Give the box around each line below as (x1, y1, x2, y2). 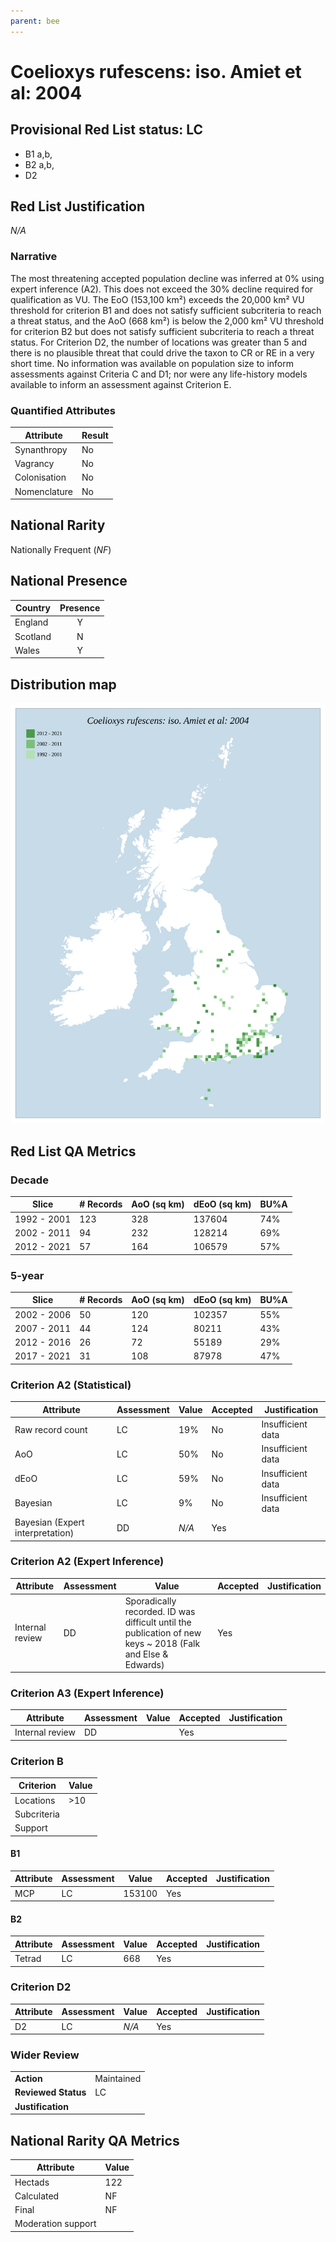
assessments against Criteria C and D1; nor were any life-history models (10, 368, 308, 380)
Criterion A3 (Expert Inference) (10, 1686, 165, 1700)
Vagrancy (14, 458, 55, 470)
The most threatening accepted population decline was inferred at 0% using (10, 272, 325, 284)
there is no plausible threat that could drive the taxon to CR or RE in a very (10, 346, 315, 359)
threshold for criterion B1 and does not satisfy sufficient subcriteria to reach (10, 304, 322, 316)
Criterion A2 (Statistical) (10, 1378, 132, 1392)
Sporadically (124, 1595, 177, 1607)
